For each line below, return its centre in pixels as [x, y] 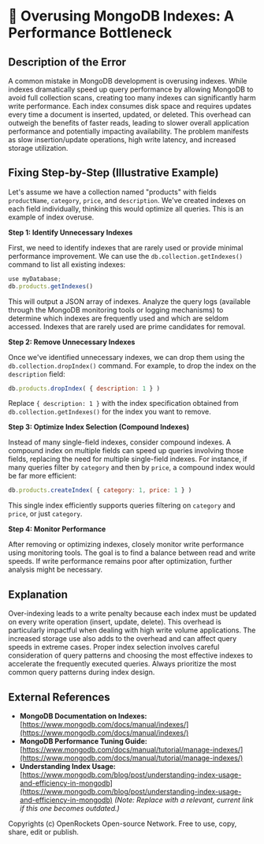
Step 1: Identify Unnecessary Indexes [71, 232]
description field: [37, 373]
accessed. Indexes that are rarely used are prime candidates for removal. [127, 326]
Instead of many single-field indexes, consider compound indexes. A [119, 442]
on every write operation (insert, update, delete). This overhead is [115, 622]
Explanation [38, 594]
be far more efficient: [43, 476]
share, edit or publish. [43, 831]
